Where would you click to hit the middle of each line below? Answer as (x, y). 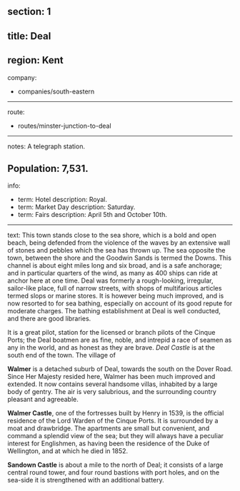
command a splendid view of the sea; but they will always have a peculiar (115, 436)
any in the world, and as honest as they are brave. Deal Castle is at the (111, 348)
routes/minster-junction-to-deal (65, 126)
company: (22, 77)
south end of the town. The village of (62, 355)
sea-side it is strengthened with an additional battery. (86, 480)
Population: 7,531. (48, 168)
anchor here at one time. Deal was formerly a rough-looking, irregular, (110, 280)
